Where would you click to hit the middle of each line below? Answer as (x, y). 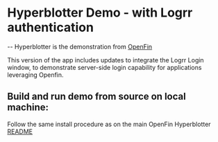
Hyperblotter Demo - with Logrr (100, 13)
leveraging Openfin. (35, 75)
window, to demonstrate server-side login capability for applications (104, 67)
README (20, 131)
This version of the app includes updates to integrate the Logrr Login (106, 60)
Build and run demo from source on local (97, 97)
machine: (28, 108)
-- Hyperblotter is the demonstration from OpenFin (80, 46)
